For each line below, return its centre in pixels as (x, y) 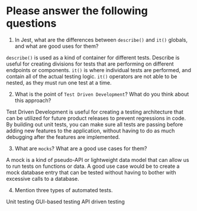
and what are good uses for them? (56, 46)
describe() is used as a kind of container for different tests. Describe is (93, 57)
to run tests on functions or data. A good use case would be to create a (93, 166)
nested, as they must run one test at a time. (59, 82)
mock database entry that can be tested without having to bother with (91, 172)
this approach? (33, 100)
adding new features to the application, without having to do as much (91, 131)
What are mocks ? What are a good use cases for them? (81, 148)
